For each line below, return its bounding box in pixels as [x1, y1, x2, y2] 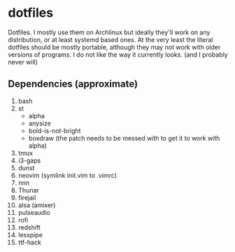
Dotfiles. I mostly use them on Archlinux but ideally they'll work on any [8, 28, 211, 36]
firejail [17, 193, 36, 202]
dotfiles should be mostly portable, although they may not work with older [8, 43, 221, 51]
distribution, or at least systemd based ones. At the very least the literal [8, 35, 213, 43]
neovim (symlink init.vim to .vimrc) [17, 171, 117, 179]
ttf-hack [17, 238, 41, 246]
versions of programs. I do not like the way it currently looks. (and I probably [8, 50, 228, 59]
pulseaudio [17, 208, 51, 216]
